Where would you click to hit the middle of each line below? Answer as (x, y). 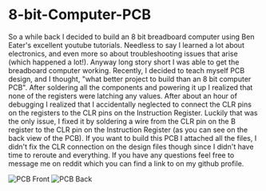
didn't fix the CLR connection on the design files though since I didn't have (131, 146)
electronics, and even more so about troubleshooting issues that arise (123, 53)
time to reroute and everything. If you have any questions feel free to (121, 155)
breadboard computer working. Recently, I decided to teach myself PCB (127, 70)
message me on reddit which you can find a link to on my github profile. (126, 163)
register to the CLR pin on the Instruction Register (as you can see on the (128, 130)
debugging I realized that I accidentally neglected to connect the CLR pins (130, 104)
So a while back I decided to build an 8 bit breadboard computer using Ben (131, 37)
